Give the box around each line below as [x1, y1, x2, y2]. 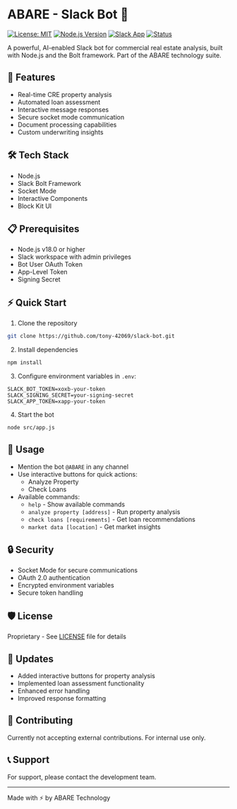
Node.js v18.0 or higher [17, 245, 86, 254]
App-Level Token [17, 268, 68, 277]
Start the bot [17, 410, 54, 419]
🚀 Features [7, 71, 56, 83]
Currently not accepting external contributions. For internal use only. [7, 733, 206, 742]
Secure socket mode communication [17, 112, 125, 121]
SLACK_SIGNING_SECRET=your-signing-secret [7, 392, 134, 399]
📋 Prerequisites [7, 223, 80, 235]
